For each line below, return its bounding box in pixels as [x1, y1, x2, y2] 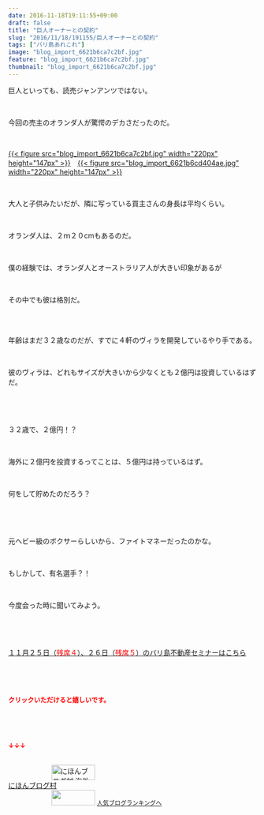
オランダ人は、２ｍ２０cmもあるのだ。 [8, 231, 136, 240]
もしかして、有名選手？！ [8, 568, 91, 577]
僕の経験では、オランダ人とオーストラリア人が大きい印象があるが [8, 262, 222, 272]
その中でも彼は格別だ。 [8, 295, 84, 304]
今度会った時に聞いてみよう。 [8, 600, 105, 610]
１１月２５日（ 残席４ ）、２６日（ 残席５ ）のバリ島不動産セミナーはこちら [8, 648, 247, 657]
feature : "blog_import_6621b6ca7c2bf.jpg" [8, 56, 150, 64]
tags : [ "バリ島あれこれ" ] [8, 41, 85, 49]
